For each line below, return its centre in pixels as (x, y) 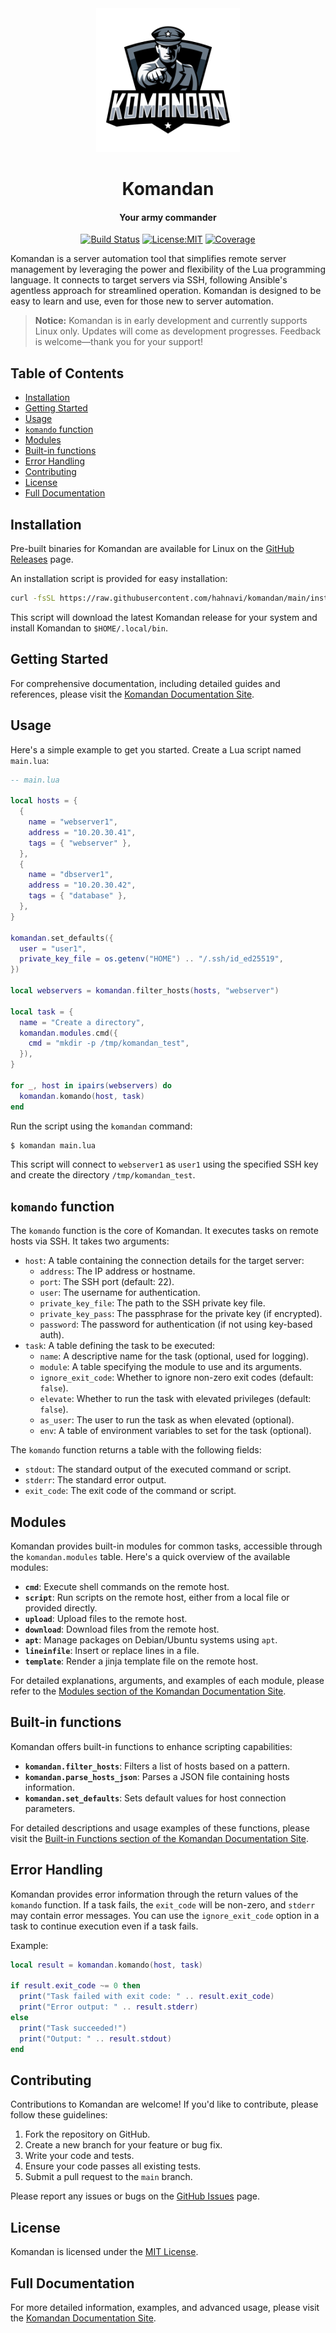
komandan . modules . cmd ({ (68, 1033)
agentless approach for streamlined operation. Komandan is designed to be (166, 291)
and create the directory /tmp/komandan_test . (103, 1175)
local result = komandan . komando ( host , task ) (106, 1965)
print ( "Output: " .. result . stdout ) (95, 2038)
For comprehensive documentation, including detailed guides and (145, 683)
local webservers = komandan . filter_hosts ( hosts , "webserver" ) (145, 991)
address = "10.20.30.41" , (82, 832)
